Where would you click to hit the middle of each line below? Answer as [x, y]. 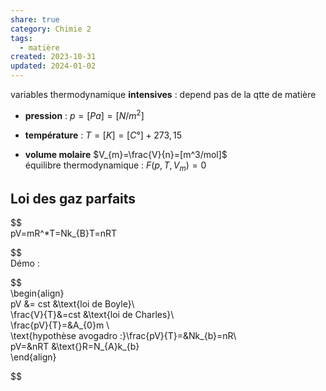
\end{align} [33, 357]
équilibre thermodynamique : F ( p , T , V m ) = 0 [115, 166]
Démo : [25, 263]
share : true [35, 19]
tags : [21, 38]
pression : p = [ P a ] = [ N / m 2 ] [84, 114]
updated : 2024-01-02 [53, 66]
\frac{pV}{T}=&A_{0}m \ [60, 325]
